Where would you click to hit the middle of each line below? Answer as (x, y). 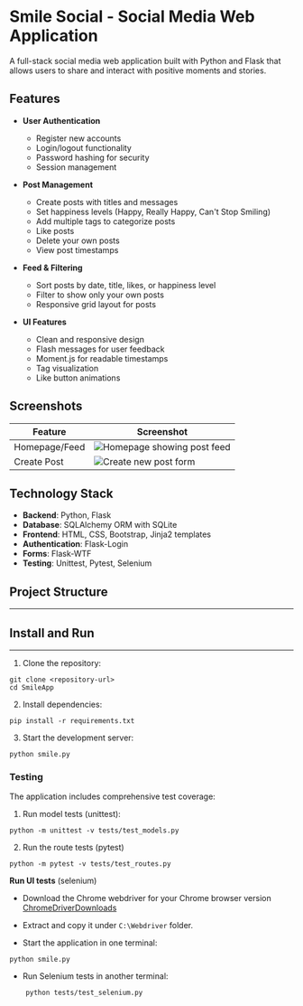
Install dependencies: (62, 704)
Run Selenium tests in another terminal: (95, 976)
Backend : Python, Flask (67, 515)
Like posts (55, 230)
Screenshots (46, 406)
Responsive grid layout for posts (96, 304)
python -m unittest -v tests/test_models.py (94, 831)
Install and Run (52, 633)
